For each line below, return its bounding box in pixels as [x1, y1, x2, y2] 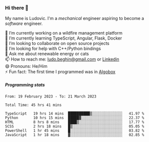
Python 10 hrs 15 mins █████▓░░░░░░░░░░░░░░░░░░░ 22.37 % [5, 116, 145, 121]
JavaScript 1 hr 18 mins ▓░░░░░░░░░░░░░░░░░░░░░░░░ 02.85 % [5, 133, 145, 138]
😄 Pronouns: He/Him [5, 63, 48, 69]
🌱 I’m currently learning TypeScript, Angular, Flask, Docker [5, 35, 122, 41]
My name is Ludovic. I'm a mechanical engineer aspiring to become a [5, 16, 144, 21]
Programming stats [5, 81, 45, 87]
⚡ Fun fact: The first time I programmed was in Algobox [5, 69, 116, 75]
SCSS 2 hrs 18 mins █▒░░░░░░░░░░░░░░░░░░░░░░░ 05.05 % [5, 124, 145, 129]
